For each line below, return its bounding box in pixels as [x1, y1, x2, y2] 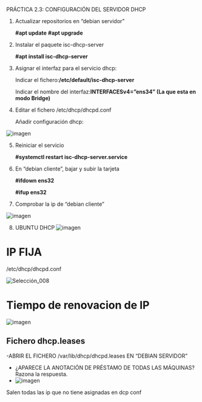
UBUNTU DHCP [15, 224, 55, 231]
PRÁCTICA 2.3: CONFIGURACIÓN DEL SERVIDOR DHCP [6, 6, 146, 13]
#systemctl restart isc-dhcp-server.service [15, 154, 128, 160]
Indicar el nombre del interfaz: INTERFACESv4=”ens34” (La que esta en [15, 88, 196, 95]
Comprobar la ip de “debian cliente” [15, 200, 105, 208]
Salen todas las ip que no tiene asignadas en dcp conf [6, 389, 142, 396]
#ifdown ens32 [15, 177, 55, 184]
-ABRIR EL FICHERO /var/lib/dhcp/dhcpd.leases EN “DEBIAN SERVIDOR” [6, 352, 188, 359]
